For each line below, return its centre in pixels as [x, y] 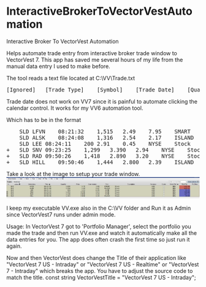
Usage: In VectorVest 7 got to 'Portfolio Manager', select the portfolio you [99, 226]
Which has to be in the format [44, 120]
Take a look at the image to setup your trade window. [73, 174]
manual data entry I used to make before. [58, 66]
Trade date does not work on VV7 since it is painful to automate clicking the [102, 101]
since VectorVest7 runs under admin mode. [61, 214]
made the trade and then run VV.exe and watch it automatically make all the [102, 233]
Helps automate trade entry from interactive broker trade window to [92, 53]
